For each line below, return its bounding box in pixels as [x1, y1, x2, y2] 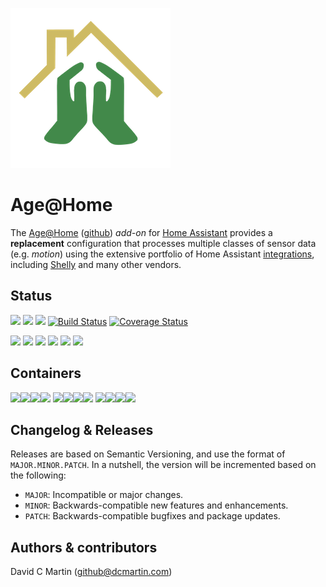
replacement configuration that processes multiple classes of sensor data [10, 237, 317, 249]
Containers [10, 365, 82, 382]
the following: [10, 469, 67, 482]
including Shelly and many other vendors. [10, 258, 182, 270]
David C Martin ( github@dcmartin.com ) [10, 566, 173, 578]
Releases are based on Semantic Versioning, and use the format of [10, 448, 286, 460]
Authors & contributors [10, 539, 158, 556]
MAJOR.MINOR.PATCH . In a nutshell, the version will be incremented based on [10, 459, 317, 471]
